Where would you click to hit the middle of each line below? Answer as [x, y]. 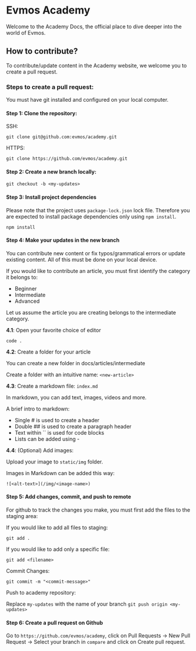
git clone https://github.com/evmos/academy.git [67, 159]
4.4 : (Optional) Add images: [40, 450]
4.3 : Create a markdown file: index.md [52, 386]
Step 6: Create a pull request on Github [54, 622]
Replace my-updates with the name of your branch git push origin [87, 604]
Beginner [26, 288]
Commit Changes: [28, 571]
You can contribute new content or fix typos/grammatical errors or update [96, 253]
